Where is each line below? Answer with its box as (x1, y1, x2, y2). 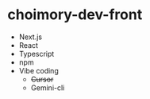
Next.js (18, 32, 43, 42)
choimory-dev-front (7, 6, 143, 24)
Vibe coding (18, 65, 59, 75)
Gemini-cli (30, 82, 65, 93)
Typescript (18, 49, 55, 58)
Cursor (30, 74, 54, 84)
